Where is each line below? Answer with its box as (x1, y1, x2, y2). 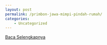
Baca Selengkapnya (5, 34, 46, 40)
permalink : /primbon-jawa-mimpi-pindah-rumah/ (5, 12, 103, 17)
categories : (5, 16, 30, 21)
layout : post (5, 7, 32, 12)
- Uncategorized (14, 21, 48, 26)
